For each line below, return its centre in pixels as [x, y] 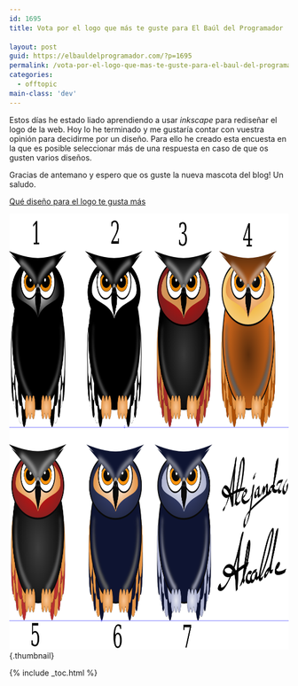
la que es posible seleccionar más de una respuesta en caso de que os [139, 148]
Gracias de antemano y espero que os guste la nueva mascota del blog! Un [146, 175]
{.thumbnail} [32, 655]
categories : [31, 75]
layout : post [33, 47]
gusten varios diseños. [51, 157]
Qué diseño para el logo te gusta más [78, 201]
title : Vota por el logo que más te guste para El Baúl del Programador [146, 28]
